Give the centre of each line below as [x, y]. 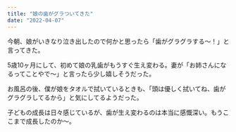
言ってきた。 [26, 50]
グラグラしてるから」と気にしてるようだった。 [75, 97]
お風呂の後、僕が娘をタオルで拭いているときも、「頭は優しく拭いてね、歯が [117, 88]
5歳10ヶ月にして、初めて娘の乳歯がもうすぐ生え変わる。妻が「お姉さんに [114, 65]
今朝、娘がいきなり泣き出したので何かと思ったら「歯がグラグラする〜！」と [118, 41]
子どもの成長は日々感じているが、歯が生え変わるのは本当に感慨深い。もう [115, 112]
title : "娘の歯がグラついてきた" [50, 14]
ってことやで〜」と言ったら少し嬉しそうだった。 [84, 74]
